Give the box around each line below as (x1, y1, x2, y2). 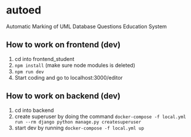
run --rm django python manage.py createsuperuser (14, 119, 142, 125)
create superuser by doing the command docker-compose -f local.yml (14, 112, 186, 120)
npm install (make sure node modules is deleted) (14, 61, 136, 68)
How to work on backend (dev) (6, 91, 121, 101)
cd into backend (14, 107, 54, 114)
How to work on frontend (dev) (6, 40, 121, 50)
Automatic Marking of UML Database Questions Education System (6, 23, 167, 30)
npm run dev (14, 68, 44, 75)
